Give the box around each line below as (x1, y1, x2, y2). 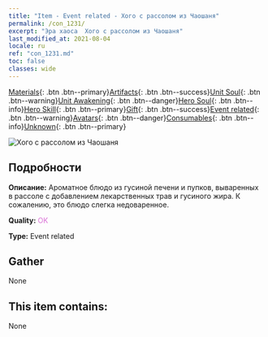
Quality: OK (8, 215, 49, 225)
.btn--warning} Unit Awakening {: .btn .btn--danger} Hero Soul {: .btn (8, 95, 232, 106)
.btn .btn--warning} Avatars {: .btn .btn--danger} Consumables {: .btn (8, 113, 233, 123)
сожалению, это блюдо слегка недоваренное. (8, 200, 169, 210)
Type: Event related (8, 231, 75, 240)
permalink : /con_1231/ (8, 19, 85, 28)
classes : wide (8, 65, 57, 73)
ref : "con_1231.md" (8, 50, 75, 58)
